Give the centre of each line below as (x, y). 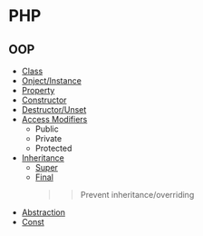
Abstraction (43, 212)
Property (38, 90)
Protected (53, 148)
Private (48, 138)
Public (47, 129)
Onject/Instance (52, 81)
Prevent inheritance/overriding (137, 195)
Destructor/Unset (54, 109)
